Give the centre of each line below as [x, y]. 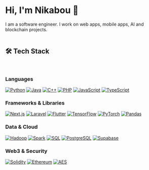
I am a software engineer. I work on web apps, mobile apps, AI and [74, 24]
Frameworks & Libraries [35, 103]
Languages [19, 79]
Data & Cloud [21, 127]
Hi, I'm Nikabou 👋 [42, 10]
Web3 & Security [27, 151]
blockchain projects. [26, 29]
